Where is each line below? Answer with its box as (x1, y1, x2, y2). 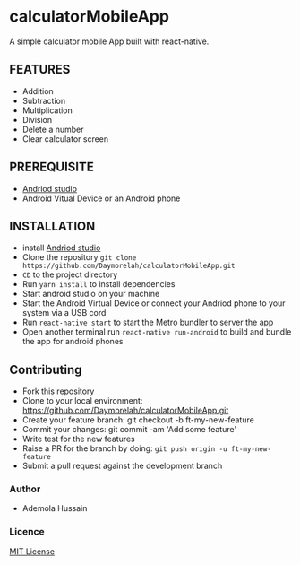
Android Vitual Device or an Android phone (21, 193, 181, 204)
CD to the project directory (21, 269, 118, 280)
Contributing (9, 361, 82, 378)
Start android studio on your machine (21, 289, 160, 300)
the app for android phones (21, 336, 124, 347)
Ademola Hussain (21, 503, 88, 514)
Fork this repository (21, 386, 95, 396)
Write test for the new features (21, 433, 136, 445)
